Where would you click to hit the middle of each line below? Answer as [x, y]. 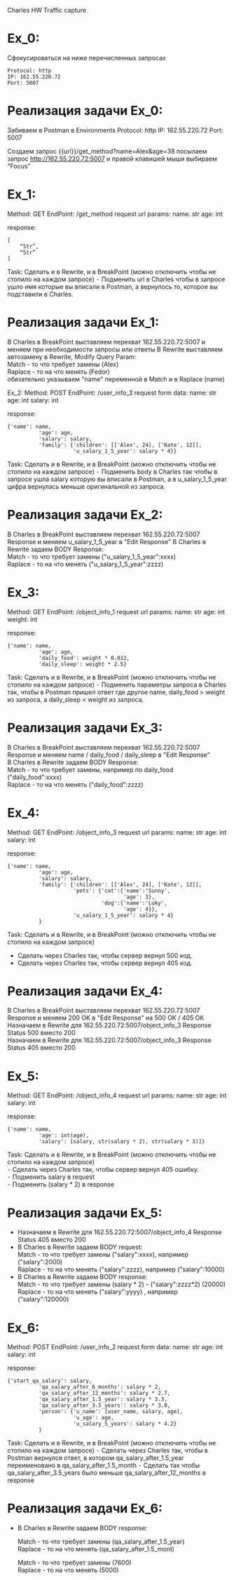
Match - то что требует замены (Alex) [63, 364]
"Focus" [19, 166]
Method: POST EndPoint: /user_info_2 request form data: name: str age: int [115, 1347]
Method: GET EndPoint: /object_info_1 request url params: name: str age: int [116, 612]
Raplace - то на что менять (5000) [68, 1570]
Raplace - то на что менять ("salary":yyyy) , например [97, 1292]
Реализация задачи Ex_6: [85, 1509]
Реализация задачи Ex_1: [83, 323]
